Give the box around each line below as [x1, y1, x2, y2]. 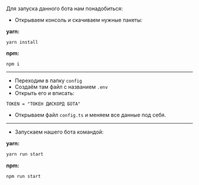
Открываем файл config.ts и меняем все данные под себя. [14, 112, 166, 118]
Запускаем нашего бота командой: [14, 128, 104, 135]
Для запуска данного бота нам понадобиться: [6, 5, 123, 12]
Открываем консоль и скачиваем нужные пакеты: [14, 17, 143, 23]
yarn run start [6, 151, 44, 157]
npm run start [6, 173, 41, 179]
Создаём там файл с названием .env [14, 83, 108, 90]
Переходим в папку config [14, 77, 82, 84]
